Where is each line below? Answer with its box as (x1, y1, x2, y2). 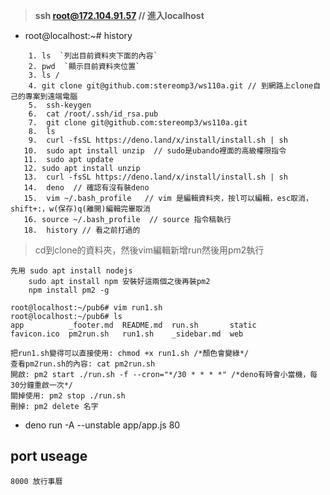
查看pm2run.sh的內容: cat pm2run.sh (10, 359, 156, 369)
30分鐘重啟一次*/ (10, 380, 73, 390)
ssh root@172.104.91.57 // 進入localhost (34, 10, 205, 21)
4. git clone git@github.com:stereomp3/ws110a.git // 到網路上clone (28, 81, 314, 91)
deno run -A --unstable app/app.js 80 (24, 419, 181, 431)
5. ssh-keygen (28, 100, 92, 110)
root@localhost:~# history (24, 30, 133, 41)
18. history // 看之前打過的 (23, 225, 141, 235)
